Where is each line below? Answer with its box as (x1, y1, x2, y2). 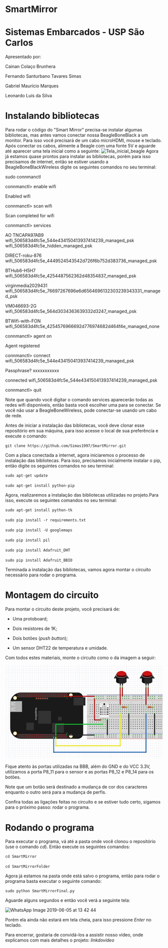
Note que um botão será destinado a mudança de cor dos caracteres (5, 784, 147, 790)
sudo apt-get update (5, 473, 48, 479)
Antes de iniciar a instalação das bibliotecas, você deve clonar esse (5, 422, 144, 428)
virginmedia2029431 (5, 282, 47, 289)
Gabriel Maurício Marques (5, 83, 59, 89)
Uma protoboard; (12, 616, 48, 621)
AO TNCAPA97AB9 (5, 232, 44, 238)
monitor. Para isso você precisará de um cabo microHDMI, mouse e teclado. (5, 137, 162, 143)
